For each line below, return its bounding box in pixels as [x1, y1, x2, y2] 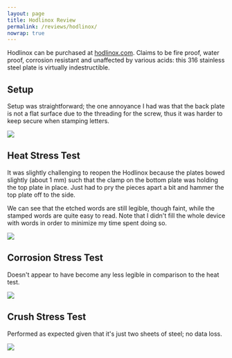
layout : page [7, 10, 45, 17]
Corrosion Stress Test [7, 252, 104, 264]
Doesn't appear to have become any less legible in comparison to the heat [7, 270, 220, 279]
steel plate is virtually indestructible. [7, 63, 110, 72]
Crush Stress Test [7, 311, 87, 323]
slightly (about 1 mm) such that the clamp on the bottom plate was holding [7, 175, 218, 184]
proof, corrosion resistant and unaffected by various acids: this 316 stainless [7, 56, 225, 65]
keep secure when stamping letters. [7, 117, 109, 125]
